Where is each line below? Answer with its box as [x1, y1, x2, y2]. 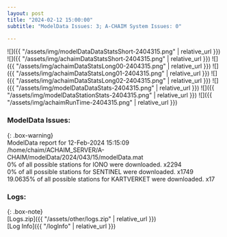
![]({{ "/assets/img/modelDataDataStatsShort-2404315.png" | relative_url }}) [7, 47, 221, 55]
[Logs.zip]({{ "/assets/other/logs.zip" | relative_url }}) [7, 214, 157, 223]
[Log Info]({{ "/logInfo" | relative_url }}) [7, 222, 116, 230]
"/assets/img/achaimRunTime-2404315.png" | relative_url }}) [7, 99, 178, 107]
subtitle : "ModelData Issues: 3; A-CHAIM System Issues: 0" [7, 23, 183, 29]
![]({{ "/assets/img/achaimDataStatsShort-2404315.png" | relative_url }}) [7, 55, 211, 63]
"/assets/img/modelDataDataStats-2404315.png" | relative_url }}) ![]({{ [16, 84, 215, 92]
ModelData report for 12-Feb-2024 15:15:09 [7, 138, 130, 147]
